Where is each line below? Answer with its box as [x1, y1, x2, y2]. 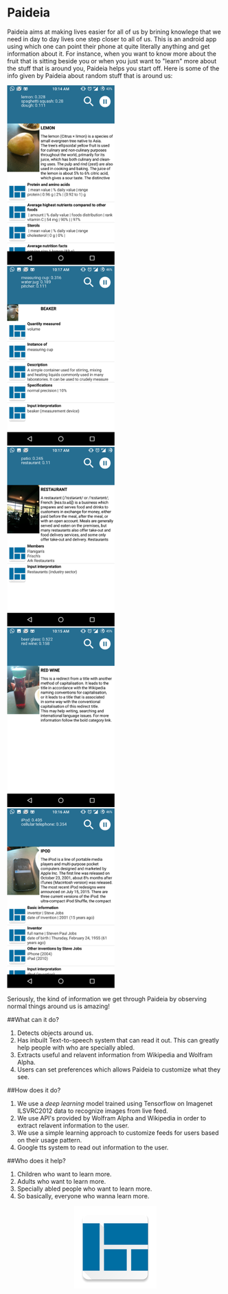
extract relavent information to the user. [16, 1121, 129, 1129]
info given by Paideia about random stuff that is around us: [7, 71, 173, 80]
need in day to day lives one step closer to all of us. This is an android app [7, 34, 217, 43]
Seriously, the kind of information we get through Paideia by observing [7, 994, 207, 1003]
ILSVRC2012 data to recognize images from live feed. [16, 1107, 168, 1115]
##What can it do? [7, 1015, 60, 1023]
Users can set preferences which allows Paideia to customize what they [16, 1065, 221, 1074]
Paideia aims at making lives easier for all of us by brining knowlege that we [7, 28, 221, 36]
